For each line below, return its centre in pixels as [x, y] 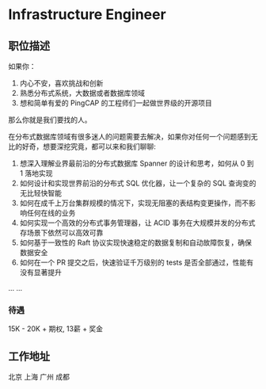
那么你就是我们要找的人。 [50, 120]
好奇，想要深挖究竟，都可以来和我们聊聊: [89, 147]
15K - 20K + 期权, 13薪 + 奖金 [56, 329]
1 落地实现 [36, 173]
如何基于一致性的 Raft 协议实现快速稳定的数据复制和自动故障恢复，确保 [135, 242]
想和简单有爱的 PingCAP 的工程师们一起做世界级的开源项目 [116, 103]
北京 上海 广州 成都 [39, 377]
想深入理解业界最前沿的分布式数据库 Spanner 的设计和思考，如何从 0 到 [137, 163]
